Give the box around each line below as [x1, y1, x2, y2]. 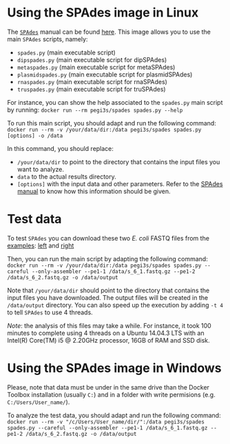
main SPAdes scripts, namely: [7, 34, 88, 43]
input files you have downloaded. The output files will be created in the [7, 293, 209, 301]
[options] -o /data [7, 132, 63, 139]
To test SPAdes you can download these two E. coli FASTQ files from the [7, 234, 210, 242]
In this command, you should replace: [7, 144, 114, 152]
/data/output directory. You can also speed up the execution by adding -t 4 [7, 301, 224, 309]
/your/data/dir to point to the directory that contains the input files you [17, 157, 220, 166]
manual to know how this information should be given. [17, 187, 171, 195]
